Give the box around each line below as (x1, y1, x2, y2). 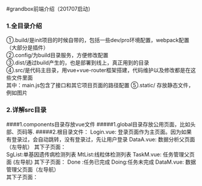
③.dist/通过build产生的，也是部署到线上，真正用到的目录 (6, 59, 150, 66)
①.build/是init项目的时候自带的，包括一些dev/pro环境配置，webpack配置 (6, 37, 190, 44)
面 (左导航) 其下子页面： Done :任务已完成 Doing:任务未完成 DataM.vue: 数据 (6, 158, 197, 166)
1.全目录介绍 (6, 22, 42, 30)
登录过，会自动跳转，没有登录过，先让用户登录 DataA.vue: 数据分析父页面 (11, 135, 195, 143)
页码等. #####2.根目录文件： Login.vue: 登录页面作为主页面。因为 (16, 128, 181, 135)
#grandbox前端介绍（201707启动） (6, 5, 93, 12)
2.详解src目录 (6, 106, 47, 114)
